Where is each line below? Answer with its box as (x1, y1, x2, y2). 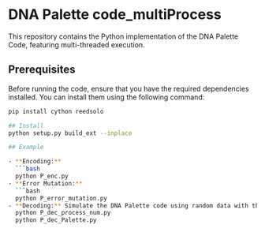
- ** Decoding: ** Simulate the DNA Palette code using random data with (8, 201, 248, 210)
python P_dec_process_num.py (15, 209, 111, 217)
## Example (8, 144, 44, 152)
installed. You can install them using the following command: (8, 92, 205, 102)
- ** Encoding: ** (8, 158, 62, 166)
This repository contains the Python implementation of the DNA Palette (8, 32, 239, 41)
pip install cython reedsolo (8, 107, 104, 115)
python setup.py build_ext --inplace (8, 129, 132, 137)
